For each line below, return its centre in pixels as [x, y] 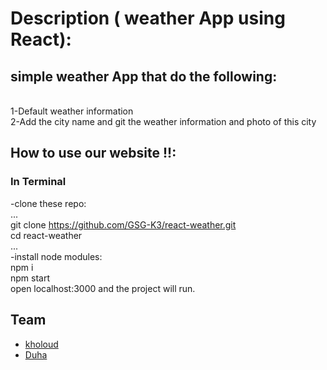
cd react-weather [46, 235]
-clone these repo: [48, 203]
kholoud [41, 344]
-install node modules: [56, 256]
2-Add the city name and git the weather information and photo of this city [163, 121]
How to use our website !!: [93, 153]
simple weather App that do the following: [144, 76]
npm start [30, 278]
